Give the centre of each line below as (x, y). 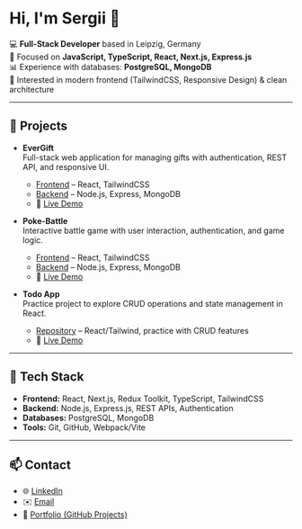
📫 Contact (40, 465)
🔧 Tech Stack (47, 377)
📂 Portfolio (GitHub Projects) (75, 515)
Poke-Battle (45, 220)
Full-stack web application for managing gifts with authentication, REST (155, 157)
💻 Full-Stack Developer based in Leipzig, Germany (105, 43)
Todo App (41, 294)
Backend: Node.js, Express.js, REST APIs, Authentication (128, 408)
